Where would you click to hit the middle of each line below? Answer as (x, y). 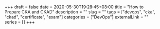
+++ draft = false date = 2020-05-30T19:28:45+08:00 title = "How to (74, 7)
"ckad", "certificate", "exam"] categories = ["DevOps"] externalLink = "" (77, 17)
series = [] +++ (20, 22)
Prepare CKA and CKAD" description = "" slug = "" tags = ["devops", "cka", (80, 12)
